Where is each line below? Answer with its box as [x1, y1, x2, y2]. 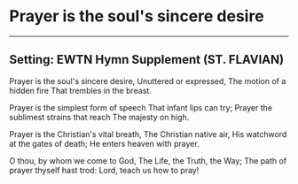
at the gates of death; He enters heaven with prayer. [9, 138, 200, 149]
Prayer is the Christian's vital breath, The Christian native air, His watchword [9, 128, 287, 139]
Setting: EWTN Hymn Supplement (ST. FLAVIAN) [9, 52, 285, 67]
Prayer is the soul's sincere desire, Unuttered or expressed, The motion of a [9, 75, 286, 86]
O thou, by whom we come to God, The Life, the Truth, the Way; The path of [9, 155, 287, 165]
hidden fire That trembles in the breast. [9, 85, 153, 96]
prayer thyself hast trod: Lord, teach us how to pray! [9, 165, 200, 175]
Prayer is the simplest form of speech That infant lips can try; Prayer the [9, 102, 273, 112]
